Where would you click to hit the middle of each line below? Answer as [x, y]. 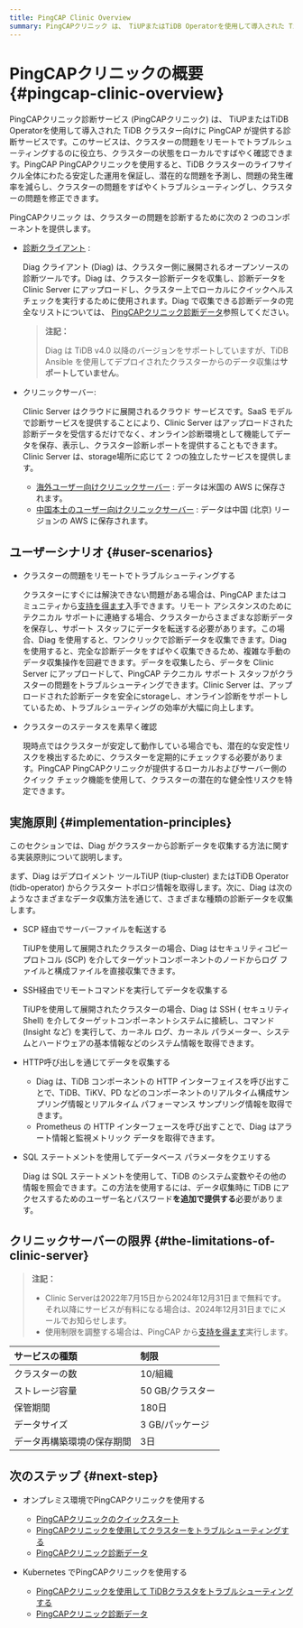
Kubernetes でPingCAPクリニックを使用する [105, 1572]
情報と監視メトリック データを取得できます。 [136, 1138]
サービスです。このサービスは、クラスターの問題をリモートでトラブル [147, 142]
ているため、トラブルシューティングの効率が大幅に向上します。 [140, 708]
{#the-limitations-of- [215, 1241]
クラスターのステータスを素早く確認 [90, 726]
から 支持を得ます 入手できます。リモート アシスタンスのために [177, 606]
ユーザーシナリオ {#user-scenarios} [111, 552]
